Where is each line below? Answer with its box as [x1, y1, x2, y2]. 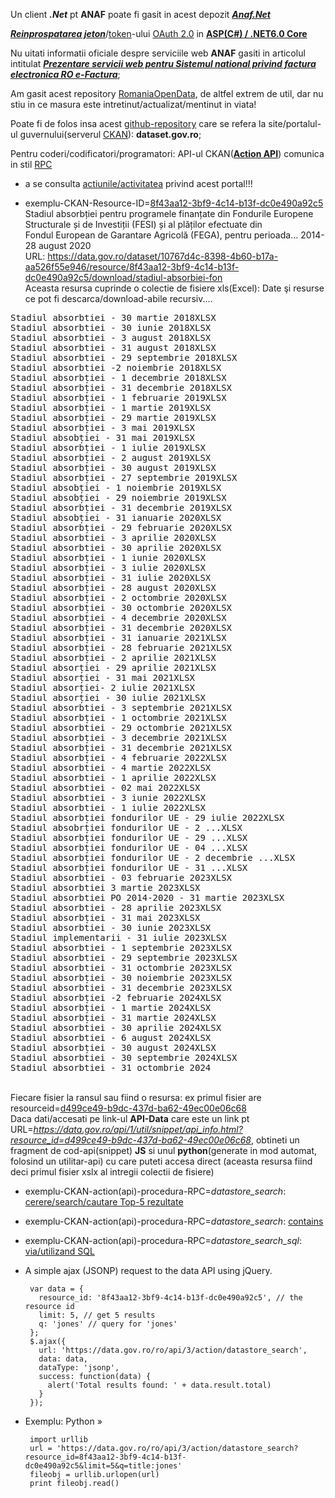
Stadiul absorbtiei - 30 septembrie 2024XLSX [10, 1052, 238, 1063]
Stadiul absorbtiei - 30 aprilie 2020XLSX [10, 542, 222, 553]
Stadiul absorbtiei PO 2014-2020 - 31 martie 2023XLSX [10, 892, 285, 903]
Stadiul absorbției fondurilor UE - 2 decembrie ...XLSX [10, 852, 296, 863]
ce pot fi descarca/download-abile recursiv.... [24, 293, 213, 304]
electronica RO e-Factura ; [10, 69, 121, 80]
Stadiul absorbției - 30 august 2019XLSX [10, 462, 217, 473]
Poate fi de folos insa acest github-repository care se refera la [10, 118, 267, 129]
